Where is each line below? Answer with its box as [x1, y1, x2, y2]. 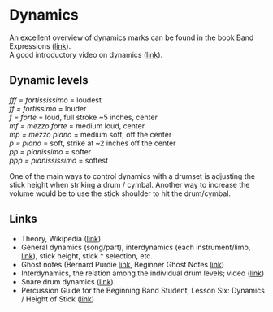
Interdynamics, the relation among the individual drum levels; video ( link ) [20, 268, 265, 278]
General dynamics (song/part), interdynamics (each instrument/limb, [20, 242, 251, 252]
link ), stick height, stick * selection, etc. [20, 250, 154, 261]
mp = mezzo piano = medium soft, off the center [9, 129, 172, 139]
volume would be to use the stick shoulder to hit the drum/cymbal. [9, 188, 231, 198]
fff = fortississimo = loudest [9, 95, 102, 105]
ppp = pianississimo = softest [9, 155, 109, 165]
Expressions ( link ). [9, 41, 71, 50]
